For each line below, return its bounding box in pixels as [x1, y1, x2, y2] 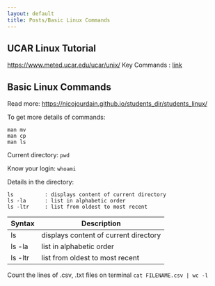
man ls [7, 138, 26, 146]
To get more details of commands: [7, 113, 106, 122]
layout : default [7, 10, 54, 17]
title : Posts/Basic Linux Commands [7, 17, 111, 24]
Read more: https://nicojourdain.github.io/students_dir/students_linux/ [7, 100, 207, 108]
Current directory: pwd [7, 151, 70, 159]
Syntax [10, 219, 35, 228]
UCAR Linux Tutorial [7, 42, 96, 54]
